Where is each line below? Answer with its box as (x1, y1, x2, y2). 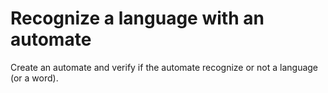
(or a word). (10, 72, 59, 84)
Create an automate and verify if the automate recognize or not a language (10, 61, 319, 73)
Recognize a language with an (10, 7, 265, 30)
